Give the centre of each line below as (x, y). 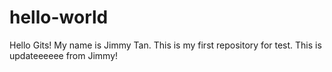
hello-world (59, 17)
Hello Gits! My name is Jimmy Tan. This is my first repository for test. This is (165, 45)
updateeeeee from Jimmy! (64, 55)
